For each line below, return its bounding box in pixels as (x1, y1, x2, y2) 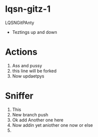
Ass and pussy (12, 62, 43, 68)
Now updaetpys (12, 73, 45, 79)
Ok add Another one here (12, 117, 64, 123)
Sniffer (5, 90, 33, 102)
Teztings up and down (12, 29, 57, 35)
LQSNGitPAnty (5, 20, 34, 26)
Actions (5, 47, 38, 57)
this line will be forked (12, 68, 57, 74)
